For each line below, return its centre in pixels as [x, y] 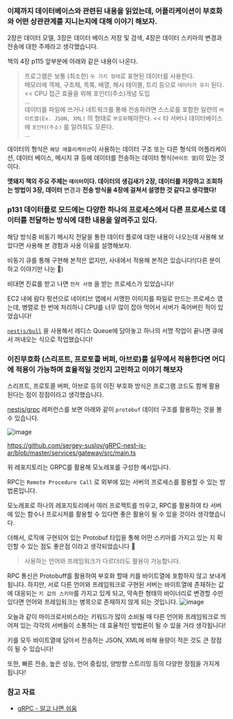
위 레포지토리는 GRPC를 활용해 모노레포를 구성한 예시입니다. [89, 467]
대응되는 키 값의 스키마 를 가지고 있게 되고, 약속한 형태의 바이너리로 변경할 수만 [119, 593]
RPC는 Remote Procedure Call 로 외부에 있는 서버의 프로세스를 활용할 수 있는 [113, 482]
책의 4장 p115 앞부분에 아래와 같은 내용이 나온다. [73, 61]
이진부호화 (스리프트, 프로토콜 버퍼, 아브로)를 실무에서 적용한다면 [109, 359]
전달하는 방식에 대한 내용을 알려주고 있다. [93, 220]
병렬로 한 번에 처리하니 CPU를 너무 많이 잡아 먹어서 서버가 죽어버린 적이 [119, 307]
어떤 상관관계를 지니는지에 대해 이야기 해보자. [86, 21]
